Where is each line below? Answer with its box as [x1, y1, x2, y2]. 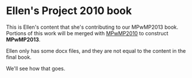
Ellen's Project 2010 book [6, 4, 132, 18]
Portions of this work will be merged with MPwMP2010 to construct [6, 29, 169, 36]
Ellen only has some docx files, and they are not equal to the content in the [6, 47, 186, 54]
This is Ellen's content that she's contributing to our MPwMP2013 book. [6, 23, 179, 30]
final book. [6, 53, 32, 60]
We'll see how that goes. [6, 65, 66, 72]
